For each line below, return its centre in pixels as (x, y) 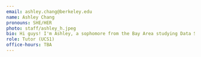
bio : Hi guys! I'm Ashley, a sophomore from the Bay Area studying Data (99, 34)
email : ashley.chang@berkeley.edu (49, 12)
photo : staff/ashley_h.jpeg (41, 28)
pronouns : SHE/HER (29, 23)
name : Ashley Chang (31, 17)
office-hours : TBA (29, 45)
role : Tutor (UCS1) (31, 39)
